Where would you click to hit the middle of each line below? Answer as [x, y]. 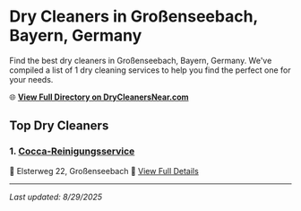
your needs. [31, 79]
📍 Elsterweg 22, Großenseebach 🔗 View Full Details [104, 171]
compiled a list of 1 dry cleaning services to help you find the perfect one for [150, 70]
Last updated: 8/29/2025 [56, 197]
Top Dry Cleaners [59, 126]
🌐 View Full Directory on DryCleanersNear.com [99, 97]
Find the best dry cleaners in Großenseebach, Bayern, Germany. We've [141, 60]
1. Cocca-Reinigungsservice [72, 152]
